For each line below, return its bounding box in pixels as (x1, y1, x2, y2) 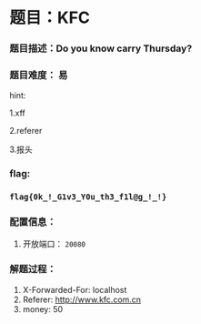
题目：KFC (9, 7, 91, 28)
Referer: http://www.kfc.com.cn (22, 294, 142, 305)
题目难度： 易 (9, 69, 68, 82)
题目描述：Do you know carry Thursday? (9, 42, 193, 55)
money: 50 (22, 303, 64, 314)
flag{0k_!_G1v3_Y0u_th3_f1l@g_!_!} (9, 192, 167, 202)
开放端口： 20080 (22, 238, 86, 249)
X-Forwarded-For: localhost (22, 284, 127, 295)
